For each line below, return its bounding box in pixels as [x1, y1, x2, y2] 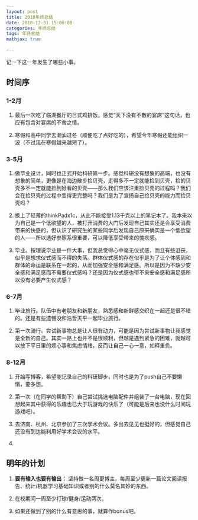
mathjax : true [6, 36, 41, 42]
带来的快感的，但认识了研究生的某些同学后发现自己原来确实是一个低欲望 [14, 226, 191, 234]
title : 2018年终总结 [6, 14, 53, 20]
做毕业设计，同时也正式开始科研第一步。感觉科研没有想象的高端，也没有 [14, 170, 191, 177]
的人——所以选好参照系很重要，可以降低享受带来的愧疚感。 [14, 234, 160, 241]
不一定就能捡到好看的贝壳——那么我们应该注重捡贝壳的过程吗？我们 [25, 184, 191, 192]
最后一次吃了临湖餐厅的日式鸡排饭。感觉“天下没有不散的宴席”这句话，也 [14, 111, 191, 119]
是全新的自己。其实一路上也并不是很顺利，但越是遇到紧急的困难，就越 [14, 334, 186, 342]
